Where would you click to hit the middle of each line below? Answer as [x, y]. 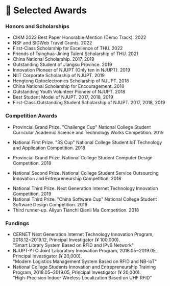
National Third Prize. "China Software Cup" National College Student [85, 199]
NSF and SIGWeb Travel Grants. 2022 [52, 43]
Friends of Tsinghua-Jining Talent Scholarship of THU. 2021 [76, 54]
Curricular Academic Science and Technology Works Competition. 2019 [88, 132]
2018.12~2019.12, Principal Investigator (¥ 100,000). [66, 240]
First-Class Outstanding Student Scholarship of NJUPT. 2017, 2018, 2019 [89, 103]
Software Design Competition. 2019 [50, 204]
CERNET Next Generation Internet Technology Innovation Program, [83, 234]
